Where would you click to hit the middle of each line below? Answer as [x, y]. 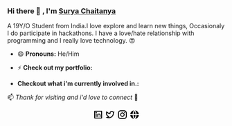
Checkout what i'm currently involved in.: [78, 84]
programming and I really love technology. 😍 [71, 41]
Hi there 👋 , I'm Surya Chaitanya [62, 11]
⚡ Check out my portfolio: [55, 67]
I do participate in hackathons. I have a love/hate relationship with [101, 33]
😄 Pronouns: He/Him [48, 54]
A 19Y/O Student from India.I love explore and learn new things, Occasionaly [116, 26]
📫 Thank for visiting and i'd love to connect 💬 [73, 97]
